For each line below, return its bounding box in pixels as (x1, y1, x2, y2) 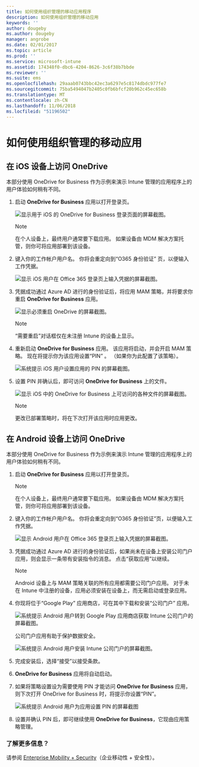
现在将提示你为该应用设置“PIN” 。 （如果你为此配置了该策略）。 (26, 353, 182, 360)
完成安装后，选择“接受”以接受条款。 (14, 657, 104, 665)
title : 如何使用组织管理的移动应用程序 (6, 8, 92, 15)
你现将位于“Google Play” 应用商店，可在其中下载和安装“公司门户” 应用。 (14, 600, 192, 607)
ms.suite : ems (6, 75, 42, 81)
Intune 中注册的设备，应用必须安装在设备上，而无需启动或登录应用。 (21, 587, 190, 594)
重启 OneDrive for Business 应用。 (14, 295, 101, 303)
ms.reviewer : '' (6, 70, 46, 76)
